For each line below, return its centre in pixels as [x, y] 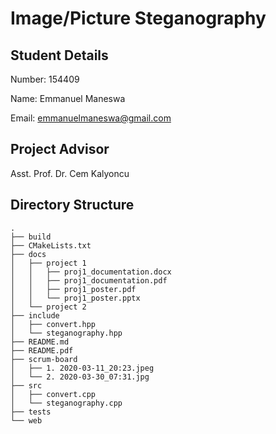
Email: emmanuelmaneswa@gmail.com [91, 118]
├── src [26, 385]
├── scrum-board [44, 359]
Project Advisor [60, 149]
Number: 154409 [45, 79]
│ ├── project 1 [48, 263]
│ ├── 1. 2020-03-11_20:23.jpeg [82, 368]
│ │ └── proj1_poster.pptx [75, 298]
